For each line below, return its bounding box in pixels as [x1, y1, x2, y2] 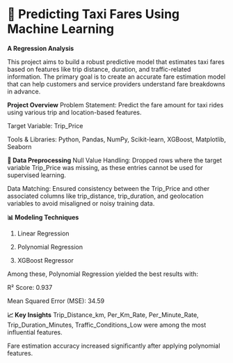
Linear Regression [17, 229, 70, 238]
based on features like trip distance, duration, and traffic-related [7, 65, 191, 73]
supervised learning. [7, 171, 66, 179]
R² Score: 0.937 [7, 283, 53, 291]
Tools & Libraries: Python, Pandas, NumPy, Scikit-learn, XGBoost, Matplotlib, [7, 135, 226, 144]
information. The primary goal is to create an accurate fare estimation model [7, 72, 226, 81]
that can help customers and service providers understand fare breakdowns [7, 79, 225, 88]
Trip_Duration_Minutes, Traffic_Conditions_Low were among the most [7, 320, 207, 329]
